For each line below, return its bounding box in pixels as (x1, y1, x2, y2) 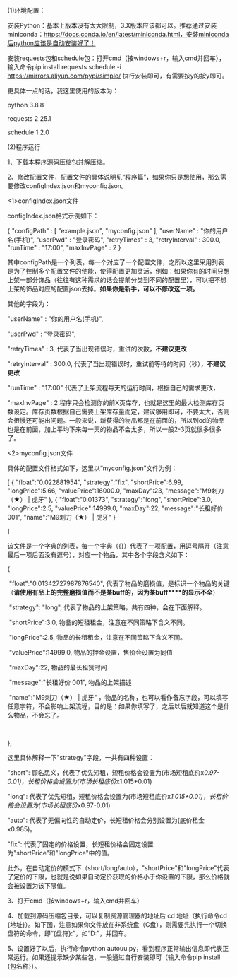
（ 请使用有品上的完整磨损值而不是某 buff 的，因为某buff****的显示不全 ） (7, 588, 219, 596)
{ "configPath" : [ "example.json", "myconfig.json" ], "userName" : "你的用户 (7, 227, 229, 235)
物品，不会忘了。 (13, 711, 63, 719)
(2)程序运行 (7, 143, 41, 151)
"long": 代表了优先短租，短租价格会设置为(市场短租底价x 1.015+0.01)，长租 (7, 792, 222, 800)
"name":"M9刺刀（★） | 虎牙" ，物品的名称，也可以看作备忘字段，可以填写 (8, 694, 229, 701)
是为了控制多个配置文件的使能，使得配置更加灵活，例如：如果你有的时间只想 (7, 267, 230, 275)
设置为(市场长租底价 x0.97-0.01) (19, 801, 111, 809)
